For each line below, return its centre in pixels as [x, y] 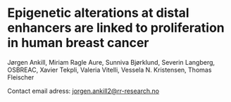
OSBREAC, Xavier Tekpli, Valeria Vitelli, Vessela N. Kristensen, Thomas [110, 70]
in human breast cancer [78, 43]
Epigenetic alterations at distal [98, 13]
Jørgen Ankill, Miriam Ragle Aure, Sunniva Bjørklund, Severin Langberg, [111, 62]
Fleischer [21, 77]
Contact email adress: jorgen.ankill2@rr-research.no [83, 91]
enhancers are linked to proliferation [116, 28]
